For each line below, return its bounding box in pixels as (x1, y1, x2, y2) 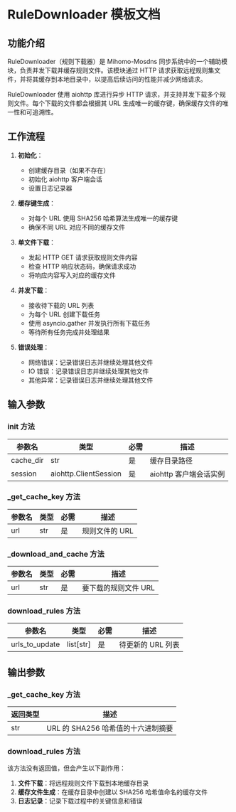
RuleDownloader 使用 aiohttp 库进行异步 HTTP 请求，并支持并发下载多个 (7, 90, 220, 98)
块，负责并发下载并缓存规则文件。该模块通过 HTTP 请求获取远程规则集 (7, 66, 215, 75)
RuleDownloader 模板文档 (7, 6, 161, 23)
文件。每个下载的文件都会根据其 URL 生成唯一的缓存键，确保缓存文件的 (13, 99, 222, 107)
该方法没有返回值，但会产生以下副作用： (7, 764, 126, 772)
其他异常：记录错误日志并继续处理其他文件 (28, 375, 154, 384)
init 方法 (7, 422, 36, 432)
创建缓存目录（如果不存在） (28, 166, 110, 174)
